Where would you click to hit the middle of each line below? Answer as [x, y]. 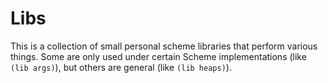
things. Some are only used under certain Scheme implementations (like [158, 56]
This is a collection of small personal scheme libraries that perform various [164, 46]
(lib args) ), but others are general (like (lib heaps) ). [121, 67]
